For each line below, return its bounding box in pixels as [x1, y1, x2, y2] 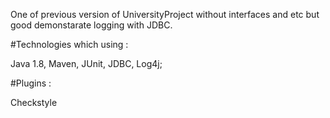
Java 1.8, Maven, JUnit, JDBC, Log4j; [10, 58, 163, 69]
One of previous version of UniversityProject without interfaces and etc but [10, 9, 320, 20]
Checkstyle [10, 97, 58, 108]
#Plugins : [10, 77, 52, 89]
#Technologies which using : [10, 39, 129, 50]
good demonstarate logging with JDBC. [10, 19, 173, 31]
